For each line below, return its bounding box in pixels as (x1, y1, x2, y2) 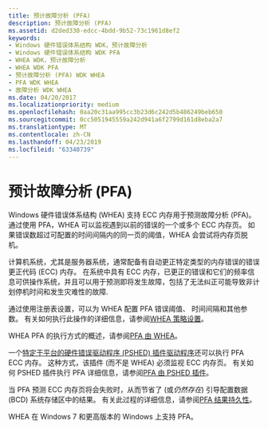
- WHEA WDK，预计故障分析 (8, 57, 86, 65)
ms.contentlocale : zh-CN (8, 130, 91, 138)
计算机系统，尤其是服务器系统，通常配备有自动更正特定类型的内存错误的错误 (8, 257, 260, 267)
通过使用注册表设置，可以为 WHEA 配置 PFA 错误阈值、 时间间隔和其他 (8, 304, 241, 314)
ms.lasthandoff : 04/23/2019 (8, 137, 102, 146)
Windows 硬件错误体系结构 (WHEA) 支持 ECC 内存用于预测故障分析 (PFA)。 (8, 210, 256, 220)
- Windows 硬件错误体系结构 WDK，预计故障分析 (8, 42, 148, 50)
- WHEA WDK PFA (8, 64, 59, 72)
